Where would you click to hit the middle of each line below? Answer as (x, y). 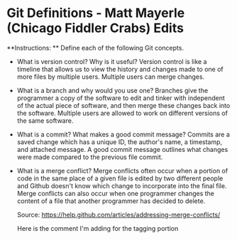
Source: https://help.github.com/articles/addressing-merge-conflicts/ (118, 214)
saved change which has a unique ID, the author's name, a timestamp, (120, 142)
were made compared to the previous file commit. (90, 157)
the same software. (45, 120)
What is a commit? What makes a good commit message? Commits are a (123, 134)
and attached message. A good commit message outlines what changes (122, 149)
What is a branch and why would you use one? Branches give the (112, 90)
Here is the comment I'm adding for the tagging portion (98, 228)
